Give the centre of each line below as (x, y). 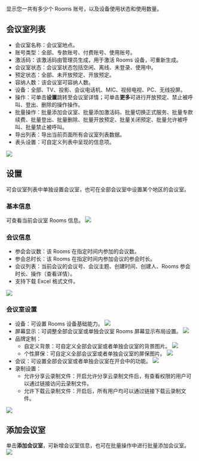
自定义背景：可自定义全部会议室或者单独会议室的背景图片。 (97, 346)
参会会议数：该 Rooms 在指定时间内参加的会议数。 (77, 251)
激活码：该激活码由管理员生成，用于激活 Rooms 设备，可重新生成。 (98, 60)
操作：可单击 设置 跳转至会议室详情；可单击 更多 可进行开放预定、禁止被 (101, 97)
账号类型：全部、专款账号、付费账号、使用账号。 (75, 52)
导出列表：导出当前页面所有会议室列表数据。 (70, 134)
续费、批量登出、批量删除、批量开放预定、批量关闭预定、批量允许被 (99, 119)
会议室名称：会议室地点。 (46, 45)
